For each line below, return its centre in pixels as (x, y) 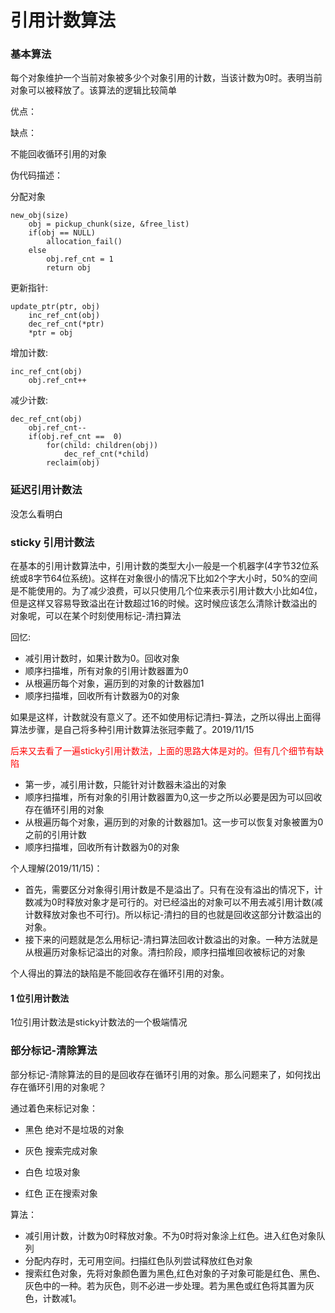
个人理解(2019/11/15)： (56, 868)
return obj (69, 268)
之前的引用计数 (55, 835)
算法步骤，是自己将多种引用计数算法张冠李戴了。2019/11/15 (132, 730)
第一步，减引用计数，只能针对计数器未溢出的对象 (125, 785)
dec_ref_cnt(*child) (106, 454)
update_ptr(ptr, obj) (55, 307)
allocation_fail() (84, 242)
